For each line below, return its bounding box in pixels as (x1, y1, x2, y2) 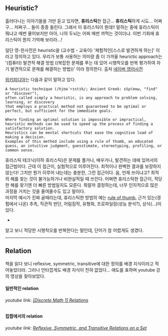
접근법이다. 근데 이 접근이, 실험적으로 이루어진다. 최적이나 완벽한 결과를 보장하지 (5, 163, 161, 169)
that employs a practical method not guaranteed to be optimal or (5, 104, 146, 109)
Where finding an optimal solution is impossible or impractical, (5, 117, 146, 122)
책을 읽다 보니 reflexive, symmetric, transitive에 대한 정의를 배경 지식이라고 (5, 261, 154, 267)
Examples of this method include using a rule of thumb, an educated (5, 139, 153, 144)
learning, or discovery (5, 99, 55, 104)
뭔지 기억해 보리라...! (22, 36, 62, 42)
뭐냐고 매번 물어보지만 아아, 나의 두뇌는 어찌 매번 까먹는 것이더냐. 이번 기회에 (5, 30, 154, 36)
